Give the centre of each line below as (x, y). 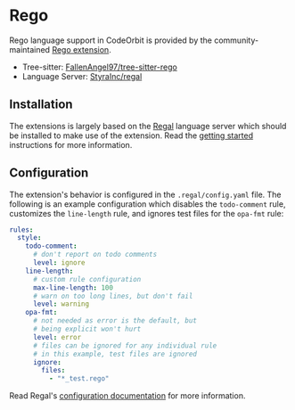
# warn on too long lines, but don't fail (113, 296)
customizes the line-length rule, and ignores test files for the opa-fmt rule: (147, 213)
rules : (21, 230)
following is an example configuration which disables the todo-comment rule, (147, 204)
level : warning (61, 304)
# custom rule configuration (87, 279)
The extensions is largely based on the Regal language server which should (148, 126)
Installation (41, 105)
